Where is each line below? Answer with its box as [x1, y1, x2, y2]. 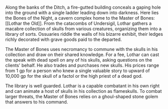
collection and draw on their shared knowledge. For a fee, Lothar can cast [5, 51, 159, 58]
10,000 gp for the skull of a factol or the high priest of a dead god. [5, 73, 143, 79]
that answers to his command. [5, 99, 68, 105]
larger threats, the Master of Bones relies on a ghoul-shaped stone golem [5, 93, 158, 99]
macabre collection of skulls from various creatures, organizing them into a [5, 26, 162, 32]
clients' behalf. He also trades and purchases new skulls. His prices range [5, 63, 159, 68]
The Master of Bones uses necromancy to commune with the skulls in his [5, 46, 158, 52]
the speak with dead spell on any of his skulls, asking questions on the [5, 57, 152, 63]
